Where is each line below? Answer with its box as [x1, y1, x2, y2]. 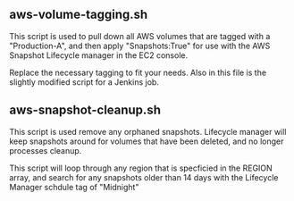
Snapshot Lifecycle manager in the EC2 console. [9, 49, 189, 61]
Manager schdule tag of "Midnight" [9, 181, 139, 192]
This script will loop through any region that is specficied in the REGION [9, 163, 273, 173]
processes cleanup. [9, 145, 82, 155]
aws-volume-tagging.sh [9, 7, 148, 22]
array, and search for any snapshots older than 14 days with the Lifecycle [9, 172, 279, 182]
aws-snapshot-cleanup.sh [9, 103, 161, 118]
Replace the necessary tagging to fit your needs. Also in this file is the [9, 67, 266, 78]
